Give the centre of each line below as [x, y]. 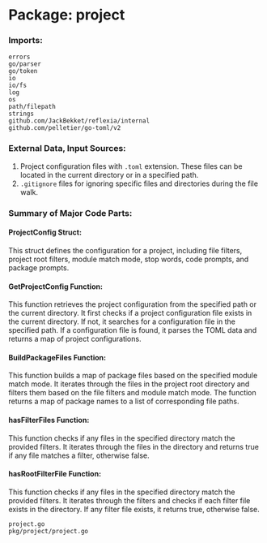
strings [21, 114]
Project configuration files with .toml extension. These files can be [131, 166]
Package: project [67, 15]
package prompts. [39, 267]
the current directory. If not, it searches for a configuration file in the [122, 321]
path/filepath [32, 107]
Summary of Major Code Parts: [70, 213]
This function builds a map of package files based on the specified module [133, 376]
